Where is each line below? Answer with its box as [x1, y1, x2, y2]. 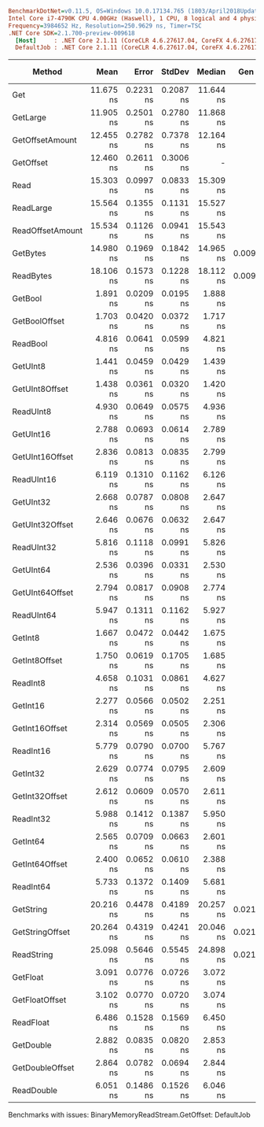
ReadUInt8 [12, 406, 52, 417]
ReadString [12, 949, 53, 960]
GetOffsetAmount [12, 135, 77, 146]
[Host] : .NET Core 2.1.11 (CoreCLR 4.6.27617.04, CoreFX [15, 36, 223, 44]
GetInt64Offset [12, 859, 68, 870]
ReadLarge [12, 202, 53, 213]
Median [196, 66, 226, 77]
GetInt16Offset [12, 723, 68, 734]
